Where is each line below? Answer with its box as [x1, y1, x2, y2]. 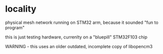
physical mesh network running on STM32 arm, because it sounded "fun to [5, 19, 159, 25]
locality [5, 3, 37, 15]
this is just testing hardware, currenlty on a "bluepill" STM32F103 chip [5, 34, 148, 40]
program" [5, 24, 25, 30]
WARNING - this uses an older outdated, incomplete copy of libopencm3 [5, 43, 153, 49]
